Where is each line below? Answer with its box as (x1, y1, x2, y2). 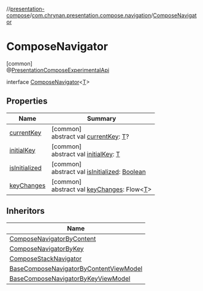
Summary (86, 114, 117, 123)
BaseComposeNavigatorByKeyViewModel (9, 274, 131, 282)
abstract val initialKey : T (51, 149, 121, 158)
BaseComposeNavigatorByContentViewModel (9, 264, 143, 273)
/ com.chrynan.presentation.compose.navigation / (29, 12, 153, 19)
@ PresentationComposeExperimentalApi (6, 66, 109, 74)
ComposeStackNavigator (9, 254, 82, 263)
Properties (6, 96, 48, 107)
